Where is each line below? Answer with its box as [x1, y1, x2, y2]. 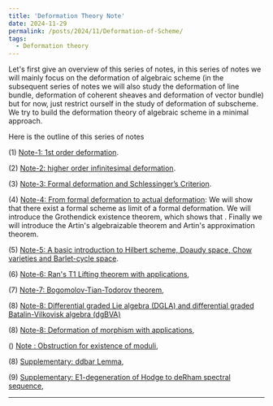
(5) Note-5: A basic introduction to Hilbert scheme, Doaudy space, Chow [8, 245, 253, 255]
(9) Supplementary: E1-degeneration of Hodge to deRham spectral [8, 373, 232, 382]
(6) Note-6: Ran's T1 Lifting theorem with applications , [8, 270, 189, 279]
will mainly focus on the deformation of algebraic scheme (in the [8, 73, 224, 83]
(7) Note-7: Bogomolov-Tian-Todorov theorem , [8, 285, 164, 295]
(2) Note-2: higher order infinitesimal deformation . [8, 163, 176, 173]
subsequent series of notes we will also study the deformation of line [8, 82, 240, 92]
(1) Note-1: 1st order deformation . [8, 148, 119, 158]
